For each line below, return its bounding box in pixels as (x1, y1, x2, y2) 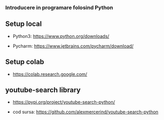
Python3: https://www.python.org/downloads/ (12, 33, 110, 39)
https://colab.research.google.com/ (12, 71, 88, 77)
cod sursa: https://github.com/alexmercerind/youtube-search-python (12, 109, 159, 115)
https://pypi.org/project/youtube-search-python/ (12, 99, 116, 105)
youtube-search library (5, 86, 81, 94)
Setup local (5, 20, 42, 28)
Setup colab (5, 58, 44, 66)
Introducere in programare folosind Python (5, 4, 114, 11)
